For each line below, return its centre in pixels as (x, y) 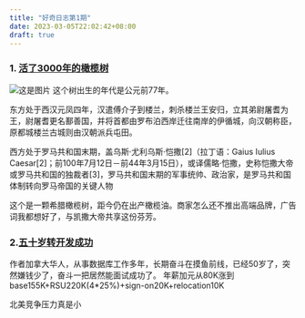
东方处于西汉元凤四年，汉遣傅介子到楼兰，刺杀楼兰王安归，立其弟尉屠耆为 (149, 109)
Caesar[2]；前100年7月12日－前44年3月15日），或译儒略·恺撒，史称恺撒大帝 (152, 163)
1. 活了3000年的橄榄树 (59, 68)
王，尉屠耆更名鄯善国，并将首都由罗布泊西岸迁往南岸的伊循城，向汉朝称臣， (153, 120)
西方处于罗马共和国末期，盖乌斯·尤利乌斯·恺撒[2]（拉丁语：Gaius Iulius (142, 151)
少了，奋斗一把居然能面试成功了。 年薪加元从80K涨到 (134, 275)
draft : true (32, 35)
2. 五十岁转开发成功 (51, 242)
